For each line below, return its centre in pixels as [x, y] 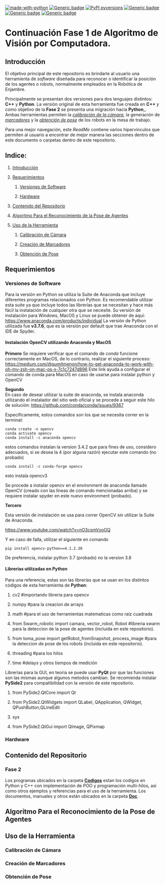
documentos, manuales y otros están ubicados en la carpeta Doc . [72, 796]
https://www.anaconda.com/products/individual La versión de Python [76, 320]
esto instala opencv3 [26, 476]
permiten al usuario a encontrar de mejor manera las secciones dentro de [80, 135]
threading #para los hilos [37, 653]
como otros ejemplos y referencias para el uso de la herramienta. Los [76, 791]
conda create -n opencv [30, 429]
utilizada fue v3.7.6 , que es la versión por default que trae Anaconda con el [82, 326]
